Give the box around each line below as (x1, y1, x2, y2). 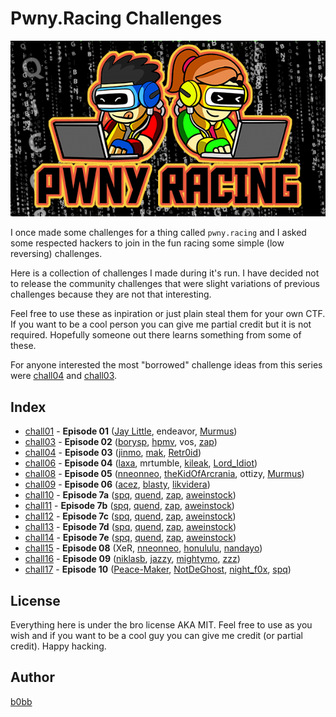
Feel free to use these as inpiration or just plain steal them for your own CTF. (10, 308, 326, 320)
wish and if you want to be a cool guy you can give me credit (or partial (10, 629, 303, 641)
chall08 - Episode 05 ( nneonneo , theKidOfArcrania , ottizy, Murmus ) (24, 468, 305, 480)
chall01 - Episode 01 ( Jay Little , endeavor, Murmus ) (24, 425, 238, 437)
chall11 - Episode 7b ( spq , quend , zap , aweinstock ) (24, 500, 235, 512)
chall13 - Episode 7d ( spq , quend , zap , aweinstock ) (24, 521, 237, 533)
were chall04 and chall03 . (10, 370, 118, 382)
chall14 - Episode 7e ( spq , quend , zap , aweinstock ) (24, 532, 237, 544)
